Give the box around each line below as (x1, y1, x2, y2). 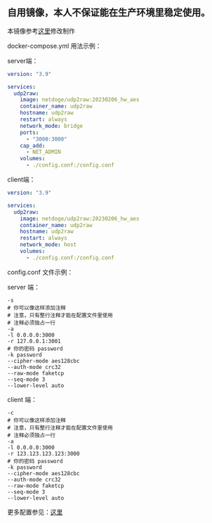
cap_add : (20, 142, 46, 149)
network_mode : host (20, 241, 77, 248)
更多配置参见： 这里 (7, 508, 63, 516)
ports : (20, 129, 39, 136)
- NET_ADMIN (25, 148, 61, 156)
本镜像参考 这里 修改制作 (7, 27, 75, 35)
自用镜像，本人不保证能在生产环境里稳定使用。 (7, 6, 211, 19)
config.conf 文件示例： (7, 268, 74, 276)
